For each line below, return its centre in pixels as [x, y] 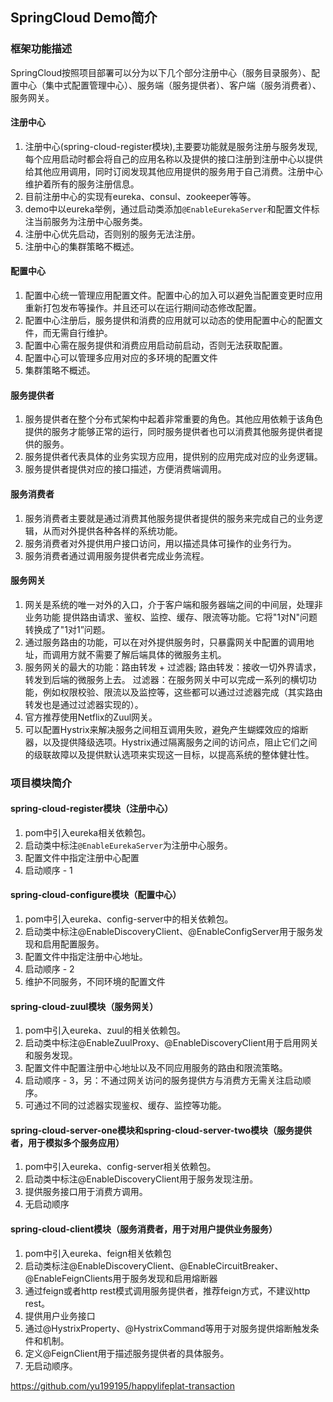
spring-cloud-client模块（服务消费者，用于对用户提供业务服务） [144, 1229]
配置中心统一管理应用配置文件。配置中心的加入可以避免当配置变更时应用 [173, 295]
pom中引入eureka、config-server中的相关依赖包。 [129, 919]
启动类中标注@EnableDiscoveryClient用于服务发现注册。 [141, 1179]
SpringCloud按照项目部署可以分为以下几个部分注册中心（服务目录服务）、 [161, 72]
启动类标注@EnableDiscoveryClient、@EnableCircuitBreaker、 [154, 1265]
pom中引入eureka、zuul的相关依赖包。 [105, 1030]
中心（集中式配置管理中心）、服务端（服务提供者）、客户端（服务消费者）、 [170, 85]
